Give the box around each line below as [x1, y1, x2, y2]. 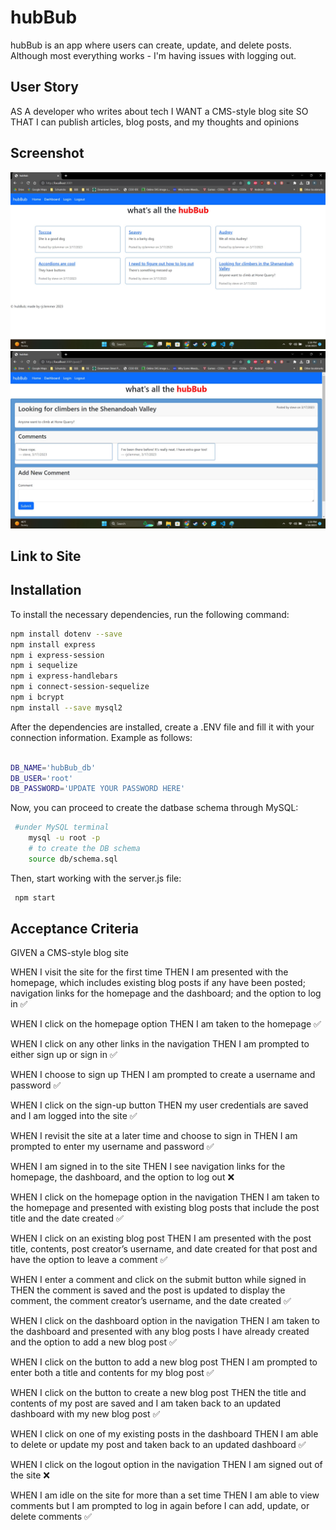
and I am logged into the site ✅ [10, 1110, 138, 1122]
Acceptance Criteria [10, 921, 139, 938]
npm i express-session [10, 650, 105, 660]
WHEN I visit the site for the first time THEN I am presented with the [10, 966, 289, 978]
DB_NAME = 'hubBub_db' [10, 762, 97, 773]
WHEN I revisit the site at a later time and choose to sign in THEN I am [10, 1130, 298, 1142]
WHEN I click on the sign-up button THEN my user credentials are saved [10, 1099, 309, 1111]
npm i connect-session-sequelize [10, 682, 150, 692]
